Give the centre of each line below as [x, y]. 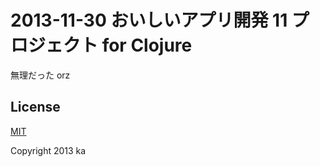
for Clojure [147, 45]
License [35, 107]
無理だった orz [40, 75]
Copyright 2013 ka [48, 150]
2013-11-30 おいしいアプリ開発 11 [149, 20]
